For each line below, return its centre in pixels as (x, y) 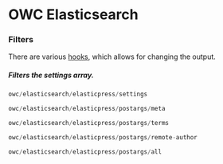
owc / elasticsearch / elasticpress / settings (78, 94)
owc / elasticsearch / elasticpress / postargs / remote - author (103, 138)
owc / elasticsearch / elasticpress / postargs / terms (89, 123)
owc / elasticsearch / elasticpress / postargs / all (85, 152)
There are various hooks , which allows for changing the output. (112, 57)
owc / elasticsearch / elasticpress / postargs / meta (87, 109)
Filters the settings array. (51, 75)
